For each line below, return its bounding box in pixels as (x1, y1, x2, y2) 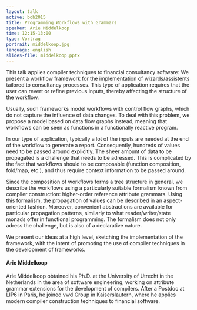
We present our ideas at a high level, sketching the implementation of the (6, 233, 183, 240)
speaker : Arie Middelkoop (6, 25, 69, 31)
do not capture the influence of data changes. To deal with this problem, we (6, 111, 190, 118)
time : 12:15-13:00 (6, 31, 51, 37)
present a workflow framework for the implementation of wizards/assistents (6, 75, 190, 82)
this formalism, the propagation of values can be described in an (6, 197, 163, 204)
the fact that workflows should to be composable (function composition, (6, 160, 181, 167)
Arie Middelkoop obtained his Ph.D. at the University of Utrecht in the (6, 272, 173, 279)
